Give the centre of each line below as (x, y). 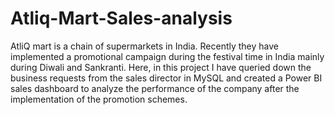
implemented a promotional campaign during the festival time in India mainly (167, 56)
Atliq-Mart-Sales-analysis (121, 18)
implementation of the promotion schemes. (99, 99)
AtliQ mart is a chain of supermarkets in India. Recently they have (145, 46)
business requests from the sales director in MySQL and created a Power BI (166, 78)
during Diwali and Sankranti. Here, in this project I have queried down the (161, 67)
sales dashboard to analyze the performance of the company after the (155, 88)
